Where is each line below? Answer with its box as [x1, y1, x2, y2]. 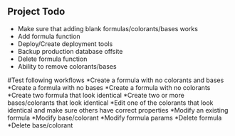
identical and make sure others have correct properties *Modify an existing [7, 106, 229, 114]
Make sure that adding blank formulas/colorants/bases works [17, 24, 198, 33]
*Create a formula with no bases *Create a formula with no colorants [7, 83, 211, 91]
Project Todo [7, 6, 66, 18]
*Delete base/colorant [7, 120, 73, 130]
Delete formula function [17, 55, 88, 63]
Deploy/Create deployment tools [17, 39, 113, 48]
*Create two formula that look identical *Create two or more [7, 91, 185, 99]
